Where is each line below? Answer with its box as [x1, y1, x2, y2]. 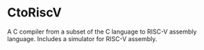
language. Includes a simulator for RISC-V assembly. [7, 34, 158, 42]
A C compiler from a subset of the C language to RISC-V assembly [7, 27, 197, 36]
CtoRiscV [7, 5, 62, 21]
